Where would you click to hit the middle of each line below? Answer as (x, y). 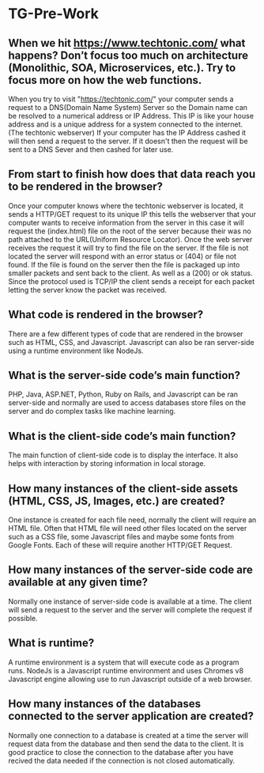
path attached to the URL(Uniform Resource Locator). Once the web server (130, 239)
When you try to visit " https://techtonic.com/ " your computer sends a (121, 99)
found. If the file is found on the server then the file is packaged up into (124, 264)
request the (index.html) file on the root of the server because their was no (130, 231)
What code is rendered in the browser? (106, 315)
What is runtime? (51, 643)
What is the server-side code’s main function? (124, 375)
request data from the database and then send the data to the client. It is (126, 744)
